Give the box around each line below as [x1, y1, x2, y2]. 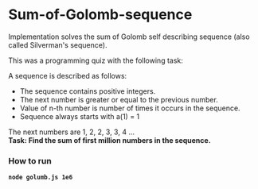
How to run [8, 155, 52, 166]
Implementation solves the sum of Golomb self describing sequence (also [8, 32, 250, 41]
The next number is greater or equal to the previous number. [19, 94, 219, 104]
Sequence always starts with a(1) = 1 [19, 111, 140, 121]
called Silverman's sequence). [8, 40, 107, 49]
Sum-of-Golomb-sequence [8, 6, 193, 24]
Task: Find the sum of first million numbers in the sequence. [8, 135, 211, 145]
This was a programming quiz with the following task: [8, 56, 183, 65]
